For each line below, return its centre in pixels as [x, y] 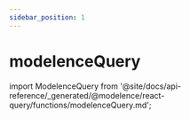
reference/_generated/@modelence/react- [87, 95]
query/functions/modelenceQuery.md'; [80, 105]
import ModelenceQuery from [63, 86]
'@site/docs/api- [150, 86]
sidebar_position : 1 [47, 17]
